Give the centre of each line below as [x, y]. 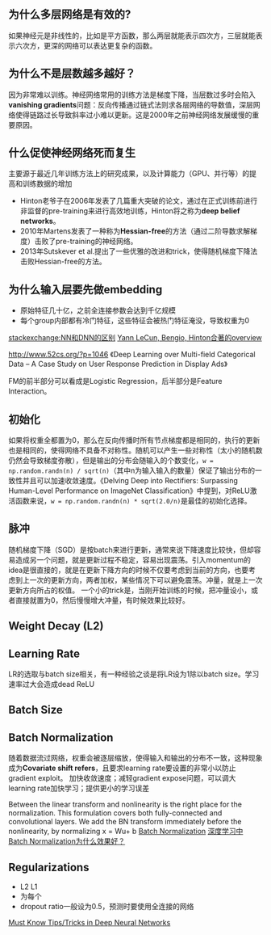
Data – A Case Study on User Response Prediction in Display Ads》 [118, 364]
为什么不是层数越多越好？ [72, 74]
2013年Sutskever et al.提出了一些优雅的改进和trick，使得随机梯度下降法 [139, 251]
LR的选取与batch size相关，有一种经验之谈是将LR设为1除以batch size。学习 [134, 674]
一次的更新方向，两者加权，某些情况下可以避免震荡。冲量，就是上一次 [146, 579]
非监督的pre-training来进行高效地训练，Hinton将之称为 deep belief [130, 211]
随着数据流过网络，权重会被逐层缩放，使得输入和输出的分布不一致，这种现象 [135, 758]
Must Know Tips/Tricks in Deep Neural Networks [90, 923]
